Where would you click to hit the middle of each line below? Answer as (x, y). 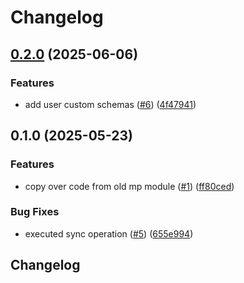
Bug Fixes (35, 212)
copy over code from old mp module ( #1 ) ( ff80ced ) (129, 186)
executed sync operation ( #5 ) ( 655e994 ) (109, 233)
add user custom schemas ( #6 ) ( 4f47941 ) (110, 104)
